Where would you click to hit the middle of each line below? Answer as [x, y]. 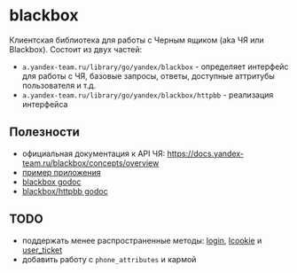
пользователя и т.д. [59, 85]
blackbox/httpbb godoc [65, 191]
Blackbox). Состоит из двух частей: [76, 49]
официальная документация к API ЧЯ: [94, 153]
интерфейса [45, 104]
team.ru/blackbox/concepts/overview [90, 163]
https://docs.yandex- [206, 153]
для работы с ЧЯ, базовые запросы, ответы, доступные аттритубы [148, 75]
